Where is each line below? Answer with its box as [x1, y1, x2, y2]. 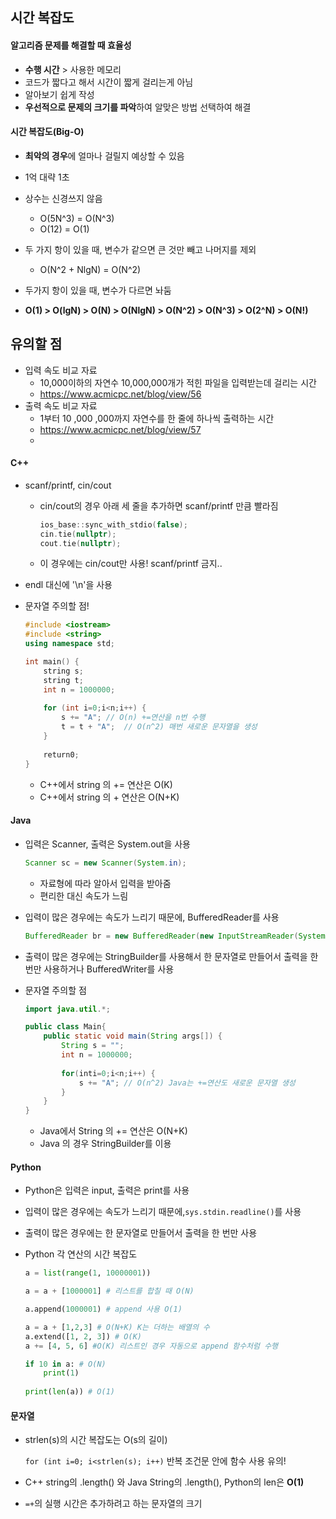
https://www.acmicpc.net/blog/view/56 [39, 388, 202, 400]
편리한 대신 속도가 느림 [39, 889, 129, 902]
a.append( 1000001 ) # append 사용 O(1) [24, 1304, 183, 1315]
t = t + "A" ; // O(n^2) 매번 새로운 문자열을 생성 [61, 722, 258, 732]
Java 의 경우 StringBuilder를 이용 [39, 1138, 172, 1150]
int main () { [24, 657, 80, 667]
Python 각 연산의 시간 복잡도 [24, 1248, 138, 1260]
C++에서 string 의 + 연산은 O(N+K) [39, 791, 180, 803]
